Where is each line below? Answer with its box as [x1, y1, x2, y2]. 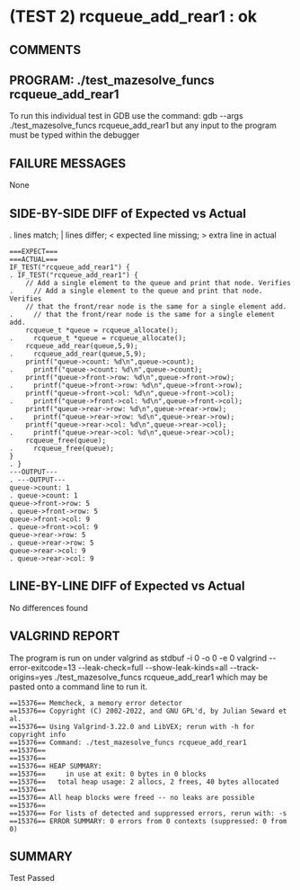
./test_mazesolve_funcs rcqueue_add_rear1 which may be [54, 671, 269, 682]
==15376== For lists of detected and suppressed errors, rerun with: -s [9, 808, 287, 818]
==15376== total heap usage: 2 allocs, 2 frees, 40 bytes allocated [9, 777, 279, 787]
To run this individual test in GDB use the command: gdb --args [9, 111, 244, 121]
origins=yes [9, 671, 53, 682]
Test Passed [9, 873, 56, 884]
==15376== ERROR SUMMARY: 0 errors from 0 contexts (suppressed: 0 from [9, 816, 287, 825]
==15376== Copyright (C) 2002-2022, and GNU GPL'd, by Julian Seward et [9, 706, 287, 715]
